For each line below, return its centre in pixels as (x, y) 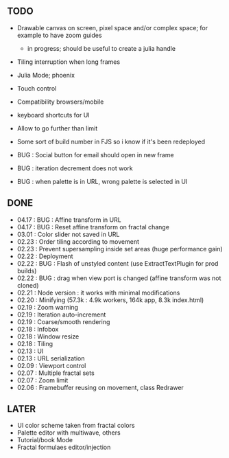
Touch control (37, 88)
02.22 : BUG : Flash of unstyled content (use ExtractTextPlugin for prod (118, 263)
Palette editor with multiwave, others (69, 433)
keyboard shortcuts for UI (53, 115)
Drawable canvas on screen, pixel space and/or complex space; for (112, 27)
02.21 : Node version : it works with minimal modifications (98, 293)
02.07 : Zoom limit (43, 380)
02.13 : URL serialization (51, 358)
